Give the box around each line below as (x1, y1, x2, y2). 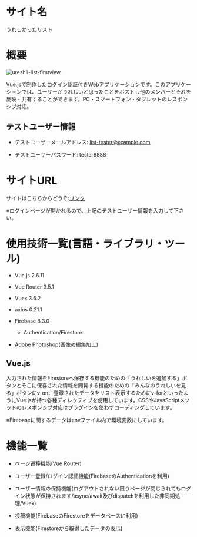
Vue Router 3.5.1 (14, 283, 54, 290)
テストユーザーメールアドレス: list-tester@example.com (14, 138, 151, 145)
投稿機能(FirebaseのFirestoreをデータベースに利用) (14, 512, 138, 519)
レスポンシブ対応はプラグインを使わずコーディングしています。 (21, 404, 175, 411)
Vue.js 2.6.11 (14, 271, 45, 279)
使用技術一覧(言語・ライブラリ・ (6, 237, 165, 250)
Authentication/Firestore (23, 329, 82, 336)
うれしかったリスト (6, 26, 53, 33)
